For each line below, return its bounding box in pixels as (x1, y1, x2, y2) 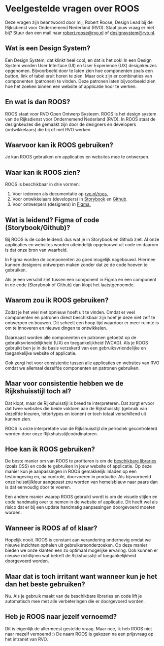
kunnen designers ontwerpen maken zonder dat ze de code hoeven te (5, 262, 148, 267)
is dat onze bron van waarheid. (5, 247, 68, 253)
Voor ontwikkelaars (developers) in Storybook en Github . (12, 196, 128, 202)
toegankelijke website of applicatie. (5, 350, 77, 356)
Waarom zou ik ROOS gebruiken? (5, 296, 109, 304)
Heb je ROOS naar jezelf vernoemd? (5, 612, 117, 621)
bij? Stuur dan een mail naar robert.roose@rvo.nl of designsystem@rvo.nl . (5, 30, 156, 36)
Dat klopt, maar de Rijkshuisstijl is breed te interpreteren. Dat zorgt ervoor (5, 400, 155, 406)
